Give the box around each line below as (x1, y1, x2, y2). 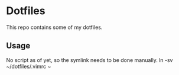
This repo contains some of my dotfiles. (6, 24, 103, 31)
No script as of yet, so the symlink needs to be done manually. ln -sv (6, 56, 173, 63)
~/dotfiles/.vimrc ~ (6, 63, 51, 70)
